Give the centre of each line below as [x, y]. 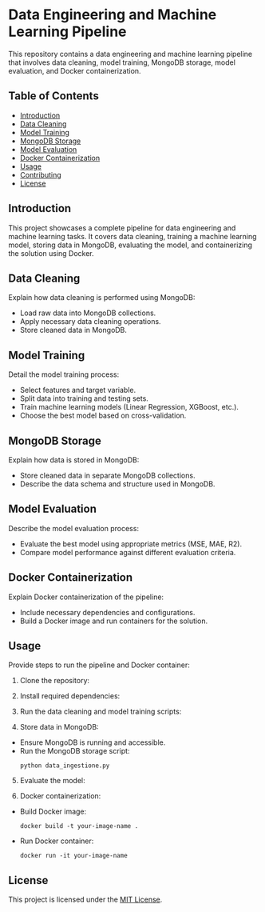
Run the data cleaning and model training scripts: [101, 712]
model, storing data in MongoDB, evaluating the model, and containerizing [131, 245]
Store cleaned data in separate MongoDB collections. [107, 475]
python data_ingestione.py [65, 766]
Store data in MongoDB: [59, 727]
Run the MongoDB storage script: [75, 751]
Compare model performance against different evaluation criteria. [128, 552]
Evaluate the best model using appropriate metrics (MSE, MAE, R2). [131, 544]
